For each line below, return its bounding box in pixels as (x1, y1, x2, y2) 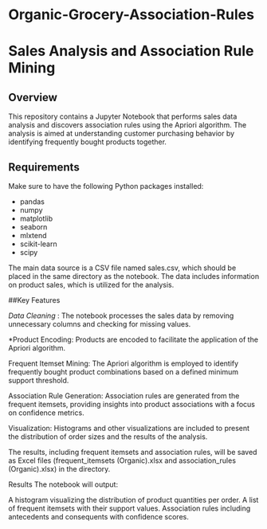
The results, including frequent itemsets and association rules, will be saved (8, 448, 257, 457)
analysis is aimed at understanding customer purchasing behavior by (8, 129, 235, 139)
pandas (19, 197, 45, 206)
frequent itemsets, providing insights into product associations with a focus (8, 400, 255, 409)
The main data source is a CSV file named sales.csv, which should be (8, 263, 237, 272)
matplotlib (19, 214, 53, 223)
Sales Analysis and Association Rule (8, 42, 254, 61)
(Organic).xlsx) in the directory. (8, 464, 111, 473)
